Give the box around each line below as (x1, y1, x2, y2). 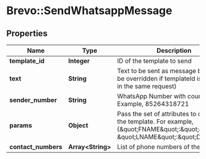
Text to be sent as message (117, 67, 196, 75)
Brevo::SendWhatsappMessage (6, 4, 173, 18)
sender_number (9, 96, 57, 104)
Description (156, 47, 192, 55)
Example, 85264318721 (117, 99, 189, 108)
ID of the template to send (117, 56, 192, 65)
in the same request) (117, 82, 177, 90)
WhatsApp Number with (117, 92, 186, 100)
